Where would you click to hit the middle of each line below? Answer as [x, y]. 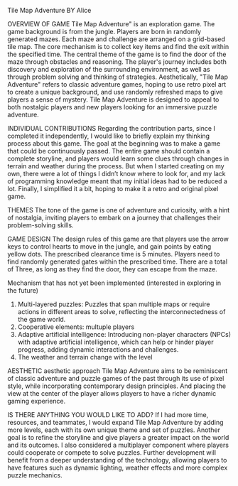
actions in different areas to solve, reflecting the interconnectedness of [121, 312]
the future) [23, 290]
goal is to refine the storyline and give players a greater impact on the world [118, 437]
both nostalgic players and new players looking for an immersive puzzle [112, 107]
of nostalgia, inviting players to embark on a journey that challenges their [114, 217]
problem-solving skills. [40, 225]
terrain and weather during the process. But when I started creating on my [116, 166]
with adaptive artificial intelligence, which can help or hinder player [116, 342]
